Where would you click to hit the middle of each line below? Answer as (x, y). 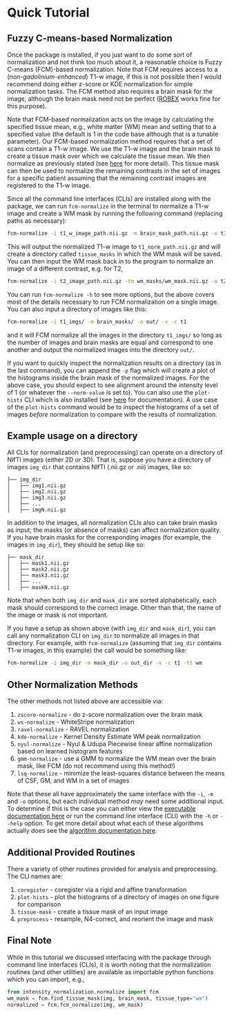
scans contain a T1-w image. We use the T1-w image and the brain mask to (114, 149)
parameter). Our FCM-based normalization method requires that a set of (110, 141)
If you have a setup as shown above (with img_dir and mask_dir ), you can (112, 629)
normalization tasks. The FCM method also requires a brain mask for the (110, 91)
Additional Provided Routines (71, 853)
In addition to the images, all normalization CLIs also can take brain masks (112, 523)
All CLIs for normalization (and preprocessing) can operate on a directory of (115, 453)
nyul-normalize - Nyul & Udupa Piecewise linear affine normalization (115, 744)
